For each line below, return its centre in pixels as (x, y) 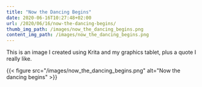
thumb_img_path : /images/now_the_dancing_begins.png (75, 29)
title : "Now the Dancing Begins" (49, 12)
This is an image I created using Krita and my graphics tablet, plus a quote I (101, 52)
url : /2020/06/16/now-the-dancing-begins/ (61, 23)
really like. (19, 59)
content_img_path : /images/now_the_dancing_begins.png (78, 35)
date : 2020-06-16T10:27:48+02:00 (49, 18)
